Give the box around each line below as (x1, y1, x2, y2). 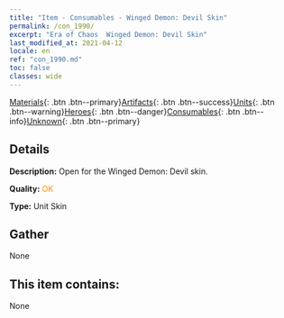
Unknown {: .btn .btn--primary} (26, 115, 141, 126)
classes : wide (9, 72, 63, 81)
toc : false (9, 64, 50, 73)
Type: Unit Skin (9, 200, 68, 212)
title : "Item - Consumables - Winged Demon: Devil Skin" (9, 13, 228, 23)
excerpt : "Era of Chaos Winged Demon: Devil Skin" (9, 30, 207, 39)
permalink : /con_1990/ (9, 22, 95, 31)
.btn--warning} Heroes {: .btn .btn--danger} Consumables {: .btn (9, 105, 241, 117)
